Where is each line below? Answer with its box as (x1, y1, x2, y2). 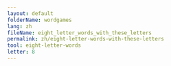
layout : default (7, 10, 54, 17)
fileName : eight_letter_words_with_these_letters (7, 29, 152, 36)
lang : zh (7, 23, 32, 30)
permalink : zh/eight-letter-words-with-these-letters (7, 36, 165, 43)
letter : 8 (7, 49, 36, 56)
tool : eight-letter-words (7, 42, 81, 49)
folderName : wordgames (7, 16, 72, 23)
